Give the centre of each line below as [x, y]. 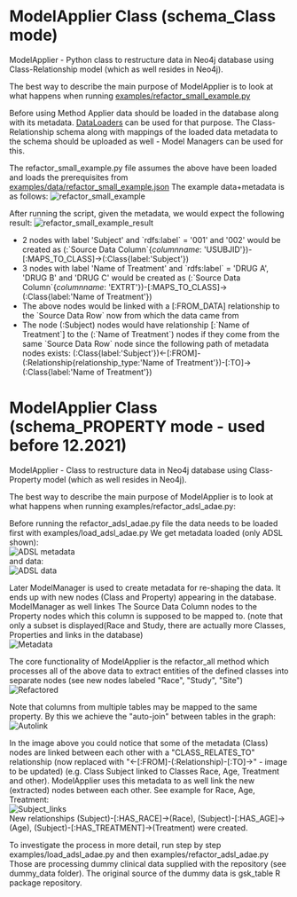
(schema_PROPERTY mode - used [137, 427]
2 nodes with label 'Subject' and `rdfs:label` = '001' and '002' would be [151, 240]
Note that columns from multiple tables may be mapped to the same [133, 706]
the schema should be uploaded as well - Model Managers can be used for [146, 141]
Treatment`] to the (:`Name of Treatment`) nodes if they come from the [151, 334]
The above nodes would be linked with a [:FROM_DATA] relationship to [151, 306]
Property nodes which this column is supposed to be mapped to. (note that [146, 616]
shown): [24, 542]
